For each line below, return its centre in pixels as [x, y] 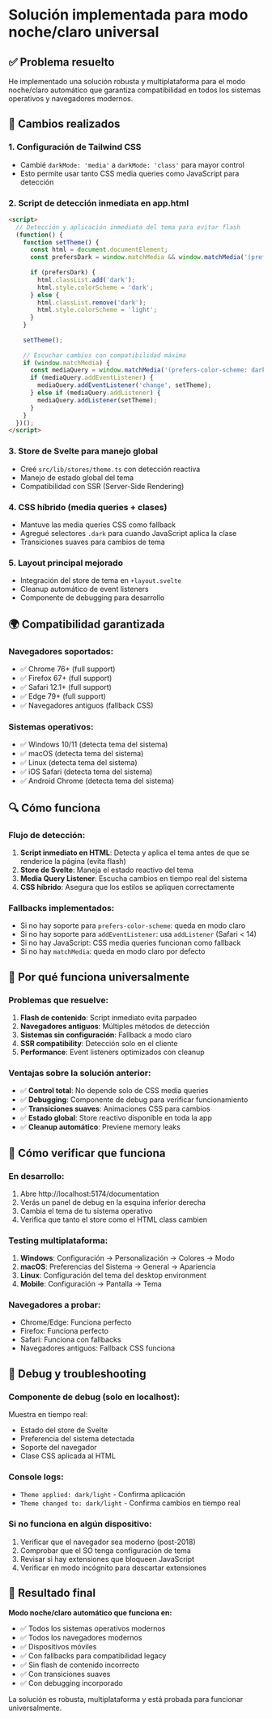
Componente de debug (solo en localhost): [94, 1397]
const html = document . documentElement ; [99, 250]
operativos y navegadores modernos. [71, 98]
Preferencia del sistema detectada [77, 1439]
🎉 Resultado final [52, 1593]
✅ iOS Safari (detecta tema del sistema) [86, 772]
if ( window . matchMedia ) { [67, 363]
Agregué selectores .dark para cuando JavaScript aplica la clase [128, 533]
